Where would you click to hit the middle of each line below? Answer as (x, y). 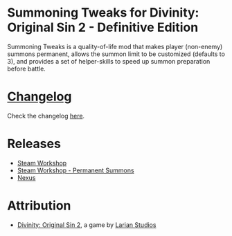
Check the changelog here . (46, 116)
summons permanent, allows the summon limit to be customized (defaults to (116, 54)
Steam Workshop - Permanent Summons (75, 170)
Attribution (39, 206)
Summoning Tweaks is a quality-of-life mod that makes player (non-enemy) (115, 46)
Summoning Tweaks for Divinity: (103, 13)
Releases (34, 144)
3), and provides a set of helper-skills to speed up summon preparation (109, 61)
